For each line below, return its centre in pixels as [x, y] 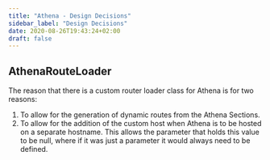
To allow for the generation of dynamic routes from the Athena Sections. [140, 115]
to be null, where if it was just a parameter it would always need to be [135, 141]
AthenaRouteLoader [60, 71]
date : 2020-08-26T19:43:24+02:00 [64, 31]
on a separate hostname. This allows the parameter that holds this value [139, 132]
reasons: [23, 99]
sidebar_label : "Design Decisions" [68, 23]
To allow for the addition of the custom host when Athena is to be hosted [141, 124]
